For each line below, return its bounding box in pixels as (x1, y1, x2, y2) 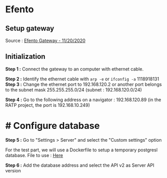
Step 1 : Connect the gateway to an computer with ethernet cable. (5, 65, 144, 72)
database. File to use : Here (5, 152, 63, 158)
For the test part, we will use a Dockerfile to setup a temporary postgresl (5, 147, 158, 153)
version (5, 167, 21, 173)
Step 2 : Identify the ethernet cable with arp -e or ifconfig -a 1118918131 (5, 76, 159, 82)
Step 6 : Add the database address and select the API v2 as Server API (5, 162, 155, 168)
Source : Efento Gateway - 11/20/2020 (5, 37, 86, 43)
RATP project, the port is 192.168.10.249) (5, 102, 90, 108)
